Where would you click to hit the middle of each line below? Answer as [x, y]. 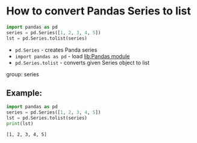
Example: [24, 93]
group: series [23, 74]
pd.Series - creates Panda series [56, 50]
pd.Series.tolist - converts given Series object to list [82, 62]
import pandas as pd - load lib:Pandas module [72, 56]
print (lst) [20, 124]
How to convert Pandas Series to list [99, 11]
